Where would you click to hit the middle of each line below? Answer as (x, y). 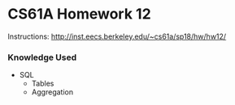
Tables (43, 84)
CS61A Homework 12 (79, 14)
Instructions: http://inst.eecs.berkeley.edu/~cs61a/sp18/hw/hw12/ (117, 36)
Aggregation (52, 92)
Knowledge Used (42, 57)
